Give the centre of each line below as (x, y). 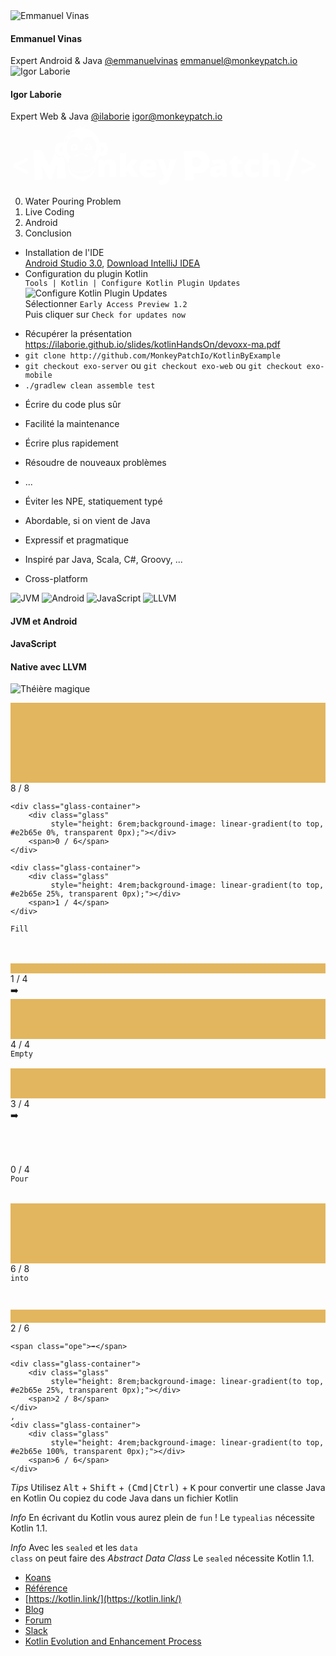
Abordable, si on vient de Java (87, 520)
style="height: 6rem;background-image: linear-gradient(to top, (187, 824)
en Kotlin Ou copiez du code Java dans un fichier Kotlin (124, 1498)
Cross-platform (56, 578)
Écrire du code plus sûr (73, 404)
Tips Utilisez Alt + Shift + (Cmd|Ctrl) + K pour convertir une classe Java (168, 1488)
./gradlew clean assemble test (90, 385)
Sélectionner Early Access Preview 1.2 (106, 303)
